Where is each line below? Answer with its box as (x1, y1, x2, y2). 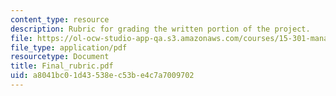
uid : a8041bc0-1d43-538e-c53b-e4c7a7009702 (10, 71, 195, 81)
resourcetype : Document (10, 52, 110, 62)
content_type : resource (10, 14, 110, 25)
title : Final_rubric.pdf (10, 61, 114, 71)
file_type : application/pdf (10, 42, 128, 53)
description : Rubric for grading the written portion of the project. (10, 24, 311, 34)
